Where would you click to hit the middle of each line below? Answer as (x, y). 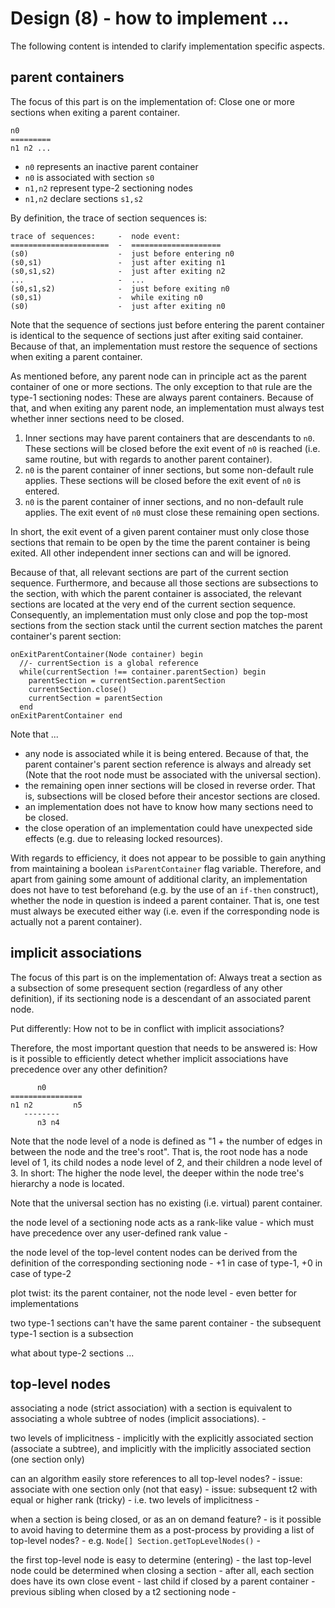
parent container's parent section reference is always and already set (168, 764)
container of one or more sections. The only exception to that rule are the (161, 386)
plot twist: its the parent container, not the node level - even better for (154, 1293)
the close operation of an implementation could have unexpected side (168, 828)
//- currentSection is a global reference (109, 663)
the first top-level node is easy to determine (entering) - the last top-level (161, 1560)
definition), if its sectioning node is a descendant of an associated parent (160, 998)
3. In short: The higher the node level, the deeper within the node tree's (157, 1173)
